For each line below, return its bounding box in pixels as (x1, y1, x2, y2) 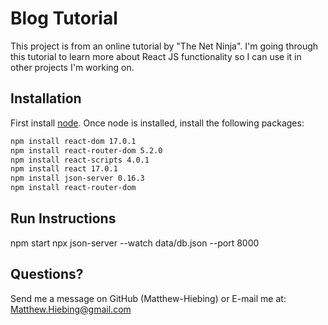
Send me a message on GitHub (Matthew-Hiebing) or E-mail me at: (10, 292, 287, 304)
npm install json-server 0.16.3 (10, 173, 145, 184)
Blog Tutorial (10, 7, 118, 30)
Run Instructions (10, 210, 117, 227)
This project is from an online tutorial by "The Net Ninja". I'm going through (10, 40, 319, 52)
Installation (10, 90, 82, 107)
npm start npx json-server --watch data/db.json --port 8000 (10, 237, 260, 249)
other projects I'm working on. (10, 61, 135, 73)
